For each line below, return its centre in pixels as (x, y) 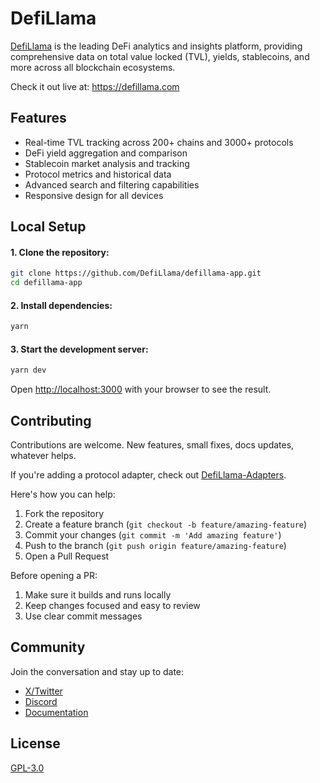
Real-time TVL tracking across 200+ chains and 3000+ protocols (159, 142)
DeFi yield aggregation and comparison (106, 153)
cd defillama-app (46, 283)
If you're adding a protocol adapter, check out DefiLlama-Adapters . (148, 475)
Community (48, 647)
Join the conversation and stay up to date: (97, 671)
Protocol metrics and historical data (98, 174)
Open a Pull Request (67, 556)
